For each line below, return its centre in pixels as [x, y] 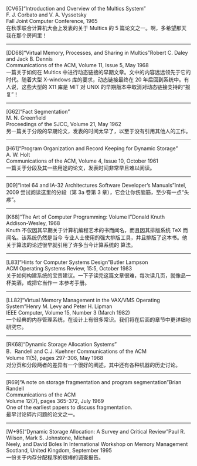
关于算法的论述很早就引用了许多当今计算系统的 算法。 [71, 245]
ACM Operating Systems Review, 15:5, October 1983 [69, 268]
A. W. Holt [18, 155]
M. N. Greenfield [26, 118]
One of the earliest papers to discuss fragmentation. [69, 407]
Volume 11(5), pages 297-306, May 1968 [55, 358]
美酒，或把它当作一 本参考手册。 [50, 283]
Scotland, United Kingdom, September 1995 [59, 450]
